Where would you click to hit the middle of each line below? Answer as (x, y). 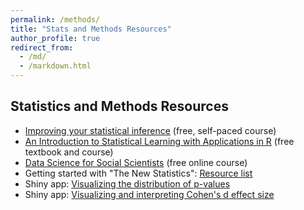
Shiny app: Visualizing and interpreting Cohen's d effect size (149, 194)
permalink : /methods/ (55, 19)
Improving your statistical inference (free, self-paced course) (150, 130)
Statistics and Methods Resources (119, 106)
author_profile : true (55, 38)
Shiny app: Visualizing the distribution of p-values (127, 183)
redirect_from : (42, 47)
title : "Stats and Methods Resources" (91, 29)
